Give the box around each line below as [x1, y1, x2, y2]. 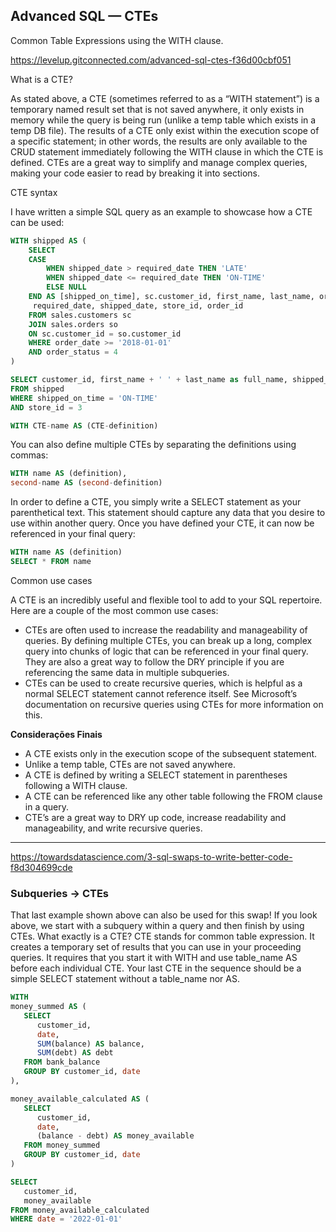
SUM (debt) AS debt [36, 1048, 114, 1058]
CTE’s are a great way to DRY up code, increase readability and [24, 811, 287, 823]
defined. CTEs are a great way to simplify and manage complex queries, [10, 156, 308, 168]
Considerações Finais [10, 728, 103, 740]
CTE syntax [10, 186, 58, 198]
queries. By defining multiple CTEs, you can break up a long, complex [24, 634, 313, 646]
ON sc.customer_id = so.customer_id [28, 329, 182, 339]
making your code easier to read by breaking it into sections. [10, 167, 261, 179]
